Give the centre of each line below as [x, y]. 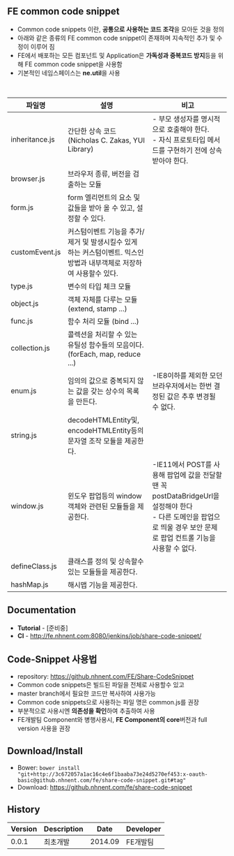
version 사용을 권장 [44, 728]
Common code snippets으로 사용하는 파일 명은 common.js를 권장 [108, 702]
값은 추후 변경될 [191, 396]
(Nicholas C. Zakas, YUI [106, 140]
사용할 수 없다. [174, 548]
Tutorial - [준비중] [42, 628]
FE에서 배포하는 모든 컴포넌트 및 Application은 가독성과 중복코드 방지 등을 [117, 55]
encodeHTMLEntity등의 [106, 430]
